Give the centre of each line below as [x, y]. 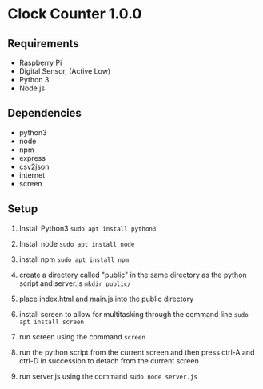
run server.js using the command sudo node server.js [108, 376]
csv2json [34, 166]
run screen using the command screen [82, 336]
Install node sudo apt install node [77, 243]
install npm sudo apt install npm [74, 259]
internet [32, 175]
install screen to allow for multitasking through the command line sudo [133, 314]
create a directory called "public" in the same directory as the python [133, 275]
